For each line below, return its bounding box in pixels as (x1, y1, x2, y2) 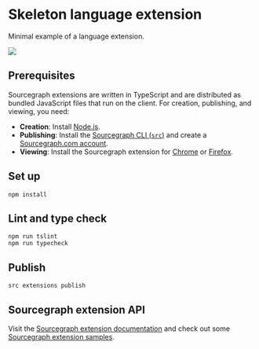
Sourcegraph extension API (8, 303, 145, 316)
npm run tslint (8, 233, 58, 241)
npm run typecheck (8, 240, 68, 248)
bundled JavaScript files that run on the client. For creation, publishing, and (8, 98, 252, 108)
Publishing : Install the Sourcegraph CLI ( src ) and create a (19, 130, 207, 139)
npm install (8, 190, 47, 198)
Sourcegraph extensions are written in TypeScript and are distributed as (8, 90, 242, 99)
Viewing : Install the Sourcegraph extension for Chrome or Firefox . (19, 147, 234, 156)
